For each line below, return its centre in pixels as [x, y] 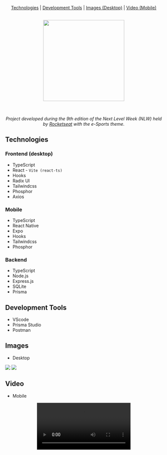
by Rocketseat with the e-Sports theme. [84, 124]
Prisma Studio [27, 325]
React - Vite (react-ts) [37, 170]
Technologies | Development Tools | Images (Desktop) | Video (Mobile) [84, 8]
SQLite [19, 286]
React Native [25, 226]
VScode [20, 320]
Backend [16, 259]
